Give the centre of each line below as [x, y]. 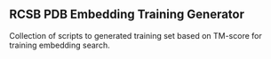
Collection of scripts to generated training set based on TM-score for [135, 35]
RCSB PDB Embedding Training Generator [127, 15]
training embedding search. [60, 45]
